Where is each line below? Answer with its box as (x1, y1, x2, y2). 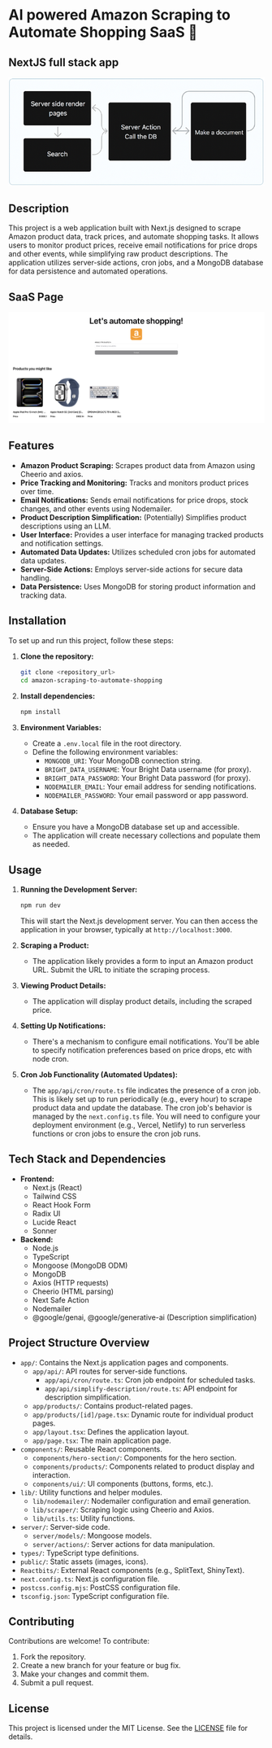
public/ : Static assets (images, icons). (19, 1557, 149, 1566)
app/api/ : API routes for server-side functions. (32, 1366, 188, 1376)
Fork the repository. (19, 1652, 87, 1662)
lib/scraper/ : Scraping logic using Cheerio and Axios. (32, 1505, 215, 1514)
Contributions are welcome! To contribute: (8, 1636, 150, 1646)
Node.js (32, 1243, 59, 1253)
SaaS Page (8, 290, 64, 304)
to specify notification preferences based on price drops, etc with (32, 1045, 253, 1055)
